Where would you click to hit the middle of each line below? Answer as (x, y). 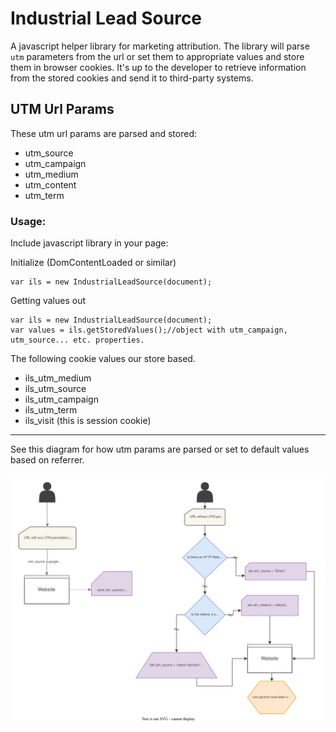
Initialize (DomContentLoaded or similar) (93, 263)
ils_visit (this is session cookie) (88, 421)
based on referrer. (47, 460)
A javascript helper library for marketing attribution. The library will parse (160, 46)
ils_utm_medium (58, 378)
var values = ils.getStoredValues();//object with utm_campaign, (149, 330)
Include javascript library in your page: (89, 243)
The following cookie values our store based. (103, 359)
